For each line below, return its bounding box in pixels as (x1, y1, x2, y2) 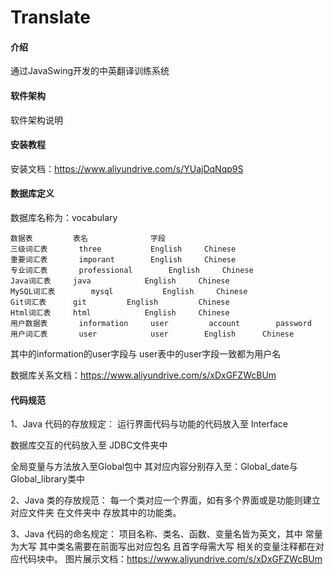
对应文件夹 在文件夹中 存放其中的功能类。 (10, 507, 182, 519)
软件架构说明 (10, 114, 63, 126)
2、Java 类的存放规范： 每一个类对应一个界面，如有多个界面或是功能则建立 (10, 494, 321, 506)
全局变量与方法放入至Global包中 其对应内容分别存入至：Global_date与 (10, 461, 298, 473)
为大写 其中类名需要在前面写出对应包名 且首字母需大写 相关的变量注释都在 (10, 541, 316, 553)
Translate (10, 6, 91, 29)
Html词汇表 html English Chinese (10, 308, 230, 318)
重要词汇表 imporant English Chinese (10, 255, 237, 265)
